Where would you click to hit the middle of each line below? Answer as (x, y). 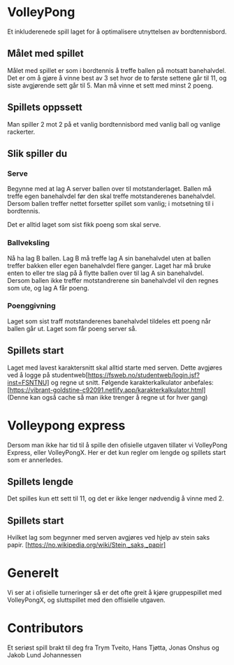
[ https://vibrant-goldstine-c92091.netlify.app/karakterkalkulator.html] (107, 390)
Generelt (33, 573)
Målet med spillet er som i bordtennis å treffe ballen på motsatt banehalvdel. (117, 70)
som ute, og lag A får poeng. (48, 288)
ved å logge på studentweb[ (48, 374)
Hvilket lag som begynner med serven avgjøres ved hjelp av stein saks (109, 538)
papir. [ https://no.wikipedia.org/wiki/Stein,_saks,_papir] (87, 545)
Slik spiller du (37, 154)
